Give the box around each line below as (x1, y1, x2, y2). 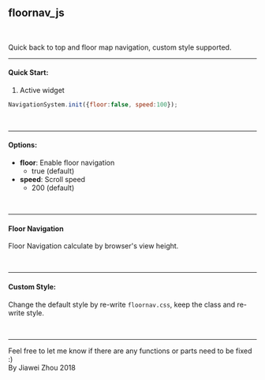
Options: (8, 140, 38, 150)
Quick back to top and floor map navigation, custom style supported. (8, 43, 232, 52)
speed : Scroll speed (19, 175, 85, 184)
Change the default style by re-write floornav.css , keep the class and (8, 300, 236, 309)
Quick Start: (8, 68, 49, 77)
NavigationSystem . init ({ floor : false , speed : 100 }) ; (8, 101, 178, 109)
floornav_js (8, 6, 65, 20)
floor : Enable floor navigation (19, 158, 115, 168)
